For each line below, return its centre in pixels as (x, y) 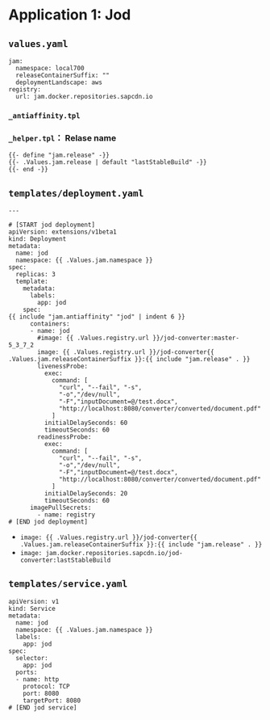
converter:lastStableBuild (65, 560)
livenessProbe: (63, 366)
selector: (32, 658)
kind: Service (32, 608)
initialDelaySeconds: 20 (86, 494)
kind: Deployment (37, 239)
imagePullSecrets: (60, 508)
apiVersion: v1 (34, 601)
